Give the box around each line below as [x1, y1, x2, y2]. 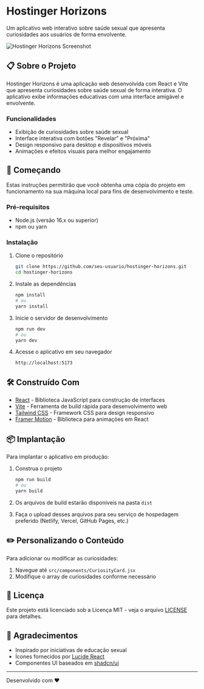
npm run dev [15, 326, 46, 332]
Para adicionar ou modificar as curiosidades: [6, 554, 118, 562]
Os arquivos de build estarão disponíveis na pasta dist [15, 499, 153, 506]
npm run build [15, 477, 51, 483]
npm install [15, 292, 46, 298]
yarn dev [15, 337, 38, 343]
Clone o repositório [15, 252, 64, 259]
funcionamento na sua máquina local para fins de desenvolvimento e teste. [6, 187, 194, 195]
